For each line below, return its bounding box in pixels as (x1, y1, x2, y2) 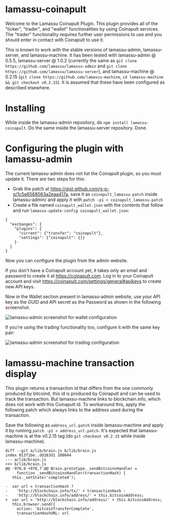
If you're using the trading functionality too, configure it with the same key (5, 324, 160, 330)
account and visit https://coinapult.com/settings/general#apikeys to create (5, 278, 161, 284)
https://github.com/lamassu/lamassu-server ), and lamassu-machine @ (5, 68, 155, 75)
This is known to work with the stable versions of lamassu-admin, (5, 46, 142, 53)
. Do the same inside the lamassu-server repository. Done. (25, 125, 148, 131)
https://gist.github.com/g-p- (50, 185, 110, 192)
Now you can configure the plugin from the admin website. (5, 257, 128, 263)
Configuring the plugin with (5, 143, 124, 154)
